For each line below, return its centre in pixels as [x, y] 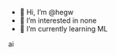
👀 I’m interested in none [58, 20]
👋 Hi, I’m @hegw [47, 12]
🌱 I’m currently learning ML [64, 29]
